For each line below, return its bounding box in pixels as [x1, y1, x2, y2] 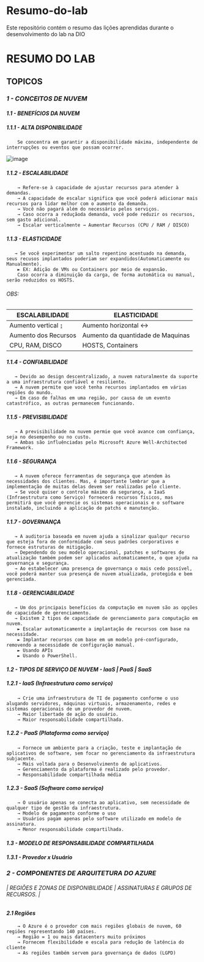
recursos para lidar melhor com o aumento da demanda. [6, 200, 149, 207]
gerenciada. [6, 576, 37, 583]
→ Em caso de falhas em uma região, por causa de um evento [14, 395, 171, 401]
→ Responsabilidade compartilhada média [17, 772, 122, 778]
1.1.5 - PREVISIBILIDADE [6, 413, 68, 420]
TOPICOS [6, 76, 43, 86]
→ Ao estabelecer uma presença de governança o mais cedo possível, [14, 565, 192, 572]
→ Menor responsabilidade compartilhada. [17, 827, 124, 833]
